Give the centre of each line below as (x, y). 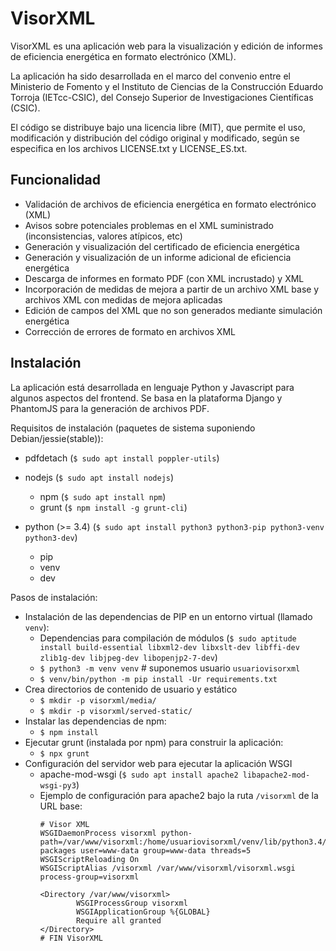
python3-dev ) (51, 537)
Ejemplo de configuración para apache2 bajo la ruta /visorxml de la (179, 795)
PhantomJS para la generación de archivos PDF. (110, 408)
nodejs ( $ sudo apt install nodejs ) (99, 477)
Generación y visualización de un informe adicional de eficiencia (158, 257)
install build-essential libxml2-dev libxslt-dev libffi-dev (169, 647)
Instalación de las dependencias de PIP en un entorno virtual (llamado (168, 616)
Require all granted (118, 920)
